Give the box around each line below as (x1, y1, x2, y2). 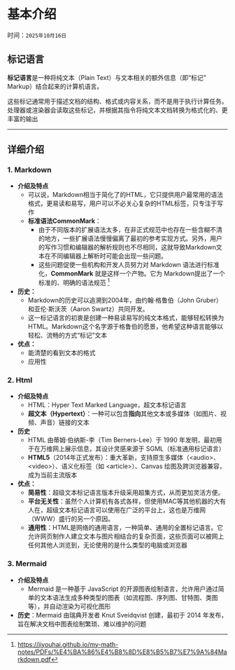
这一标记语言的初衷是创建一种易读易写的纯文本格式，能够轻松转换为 (27, 313, 225, 322)
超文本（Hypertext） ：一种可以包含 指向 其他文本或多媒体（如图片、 (27, 409, 221, 418)
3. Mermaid (7, 559, 47, 568)
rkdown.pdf (17, 655, 51, 663)
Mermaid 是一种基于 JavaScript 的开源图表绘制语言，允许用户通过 (27, 584, 219, 593)
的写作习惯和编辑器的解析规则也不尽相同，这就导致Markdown (38, 243, 217, 252)
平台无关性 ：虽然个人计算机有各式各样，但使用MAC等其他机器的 (27, 497, 214, 505)
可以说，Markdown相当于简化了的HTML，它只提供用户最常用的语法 (27, 191, 224, 199)
